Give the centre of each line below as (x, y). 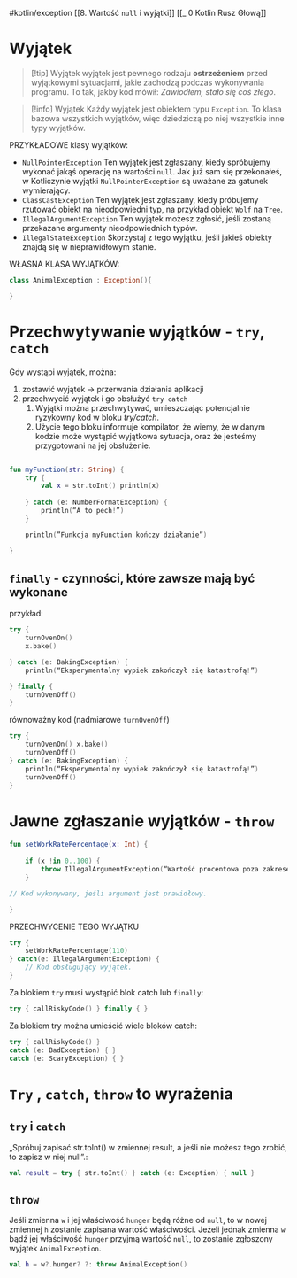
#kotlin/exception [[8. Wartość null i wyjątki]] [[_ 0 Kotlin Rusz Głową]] (138, 13)
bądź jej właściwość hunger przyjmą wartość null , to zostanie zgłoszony (141, 1239)
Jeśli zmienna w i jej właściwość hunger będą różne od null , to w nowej (138, 1220)
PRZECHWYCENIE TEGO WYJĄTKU (74, 926)
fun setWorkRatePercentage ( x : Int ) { (79, 845)
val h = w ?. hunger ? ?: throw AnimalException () (99, 1265)
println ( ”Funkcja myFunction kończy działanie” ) (116, 535)
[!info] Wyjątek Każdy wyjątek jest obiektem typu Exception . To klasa (156, 109)
